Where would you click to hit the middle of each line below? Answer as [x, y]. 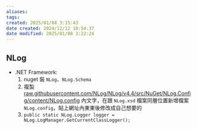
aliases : [17, 12]
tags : [13, 17]
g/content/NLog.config [52, 100]
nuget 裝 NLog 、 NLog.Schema [57, 79]
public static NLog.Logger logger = [69, 115]
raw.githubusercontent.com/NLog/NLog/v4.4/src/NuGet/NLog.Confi [107, 93]
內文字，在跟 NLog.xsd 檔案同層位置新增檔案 [135, 100]
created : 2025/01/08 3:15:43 [42, 23]
